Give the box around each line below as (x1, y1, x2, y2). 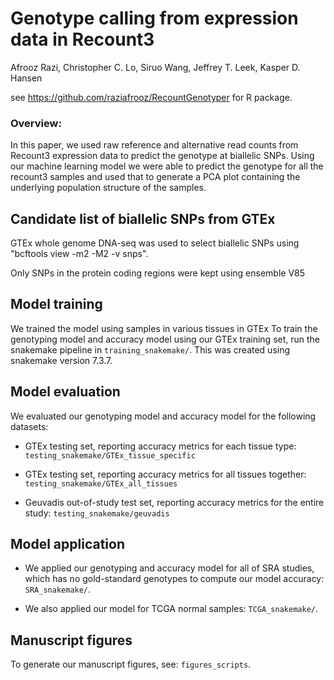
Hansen (10, 72, 43, 84)
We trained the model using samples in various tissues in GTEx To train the (10, 322, 318, 334)
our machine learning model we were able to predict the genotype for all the (10, 160, 324, 172)
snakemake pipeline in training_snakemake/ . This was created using (10, 343, 291, 356)
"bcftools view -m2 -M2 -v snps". (10, 248, 149, 260)
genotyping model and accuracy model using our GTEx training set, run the (10, 333, 321, 345)
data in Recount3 (10, 28, 155, 51)
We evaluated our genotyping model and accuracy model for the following (10, 410, 317, 422)
